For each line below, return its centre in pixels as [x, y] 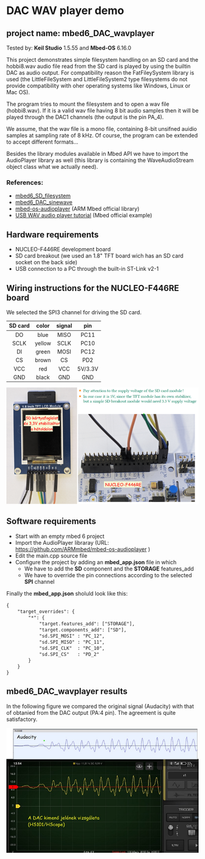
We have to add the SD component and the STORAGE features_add [109, 569]
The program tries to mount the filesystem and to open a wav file [88, 104]
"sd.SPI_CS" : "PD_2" [69, 654]
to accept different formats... [42, 142]
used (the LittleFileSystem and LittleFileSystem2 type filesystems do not [97, 79]
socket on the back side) [46, 262]
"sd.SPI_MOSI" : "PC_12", [72, 636]
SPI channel [39, 581]
